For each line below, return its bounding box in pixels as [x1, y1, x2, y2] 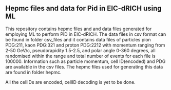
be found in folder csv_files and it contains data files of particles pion [5, 36, 151, 42]
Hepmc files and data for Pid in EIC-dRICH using [5, 4, 162, 13]
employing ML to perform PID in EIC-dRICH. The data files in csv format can [5, 31, 166, 37]
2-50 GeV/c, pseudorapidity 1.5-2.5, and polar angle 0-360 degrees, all [5, 47, 156, 53]
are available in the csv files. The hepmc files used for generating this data [5, 63, 163, 70]
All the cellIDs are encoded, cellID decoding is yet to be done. [5, 79, 136, 85]
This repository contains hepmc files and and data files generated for [5, 26, 152, 32]
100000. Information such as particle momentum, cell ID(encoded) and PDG [5, 58, 166, 64]
